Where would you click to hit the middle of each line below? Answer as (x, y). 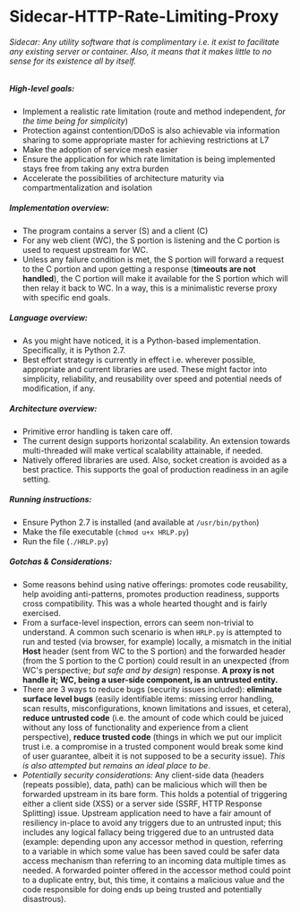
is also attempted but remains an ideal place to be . (116, 765)
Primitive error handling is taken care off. (97, 431)
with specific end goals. (66, 297)
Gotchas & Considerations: (61, 561)
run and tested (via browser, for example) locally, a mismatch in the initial (157, 641)
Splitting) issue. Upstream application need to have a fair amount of (146, 812)
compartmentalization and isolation (87, 187)
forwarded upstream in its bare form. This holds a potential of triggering (155, 794)
